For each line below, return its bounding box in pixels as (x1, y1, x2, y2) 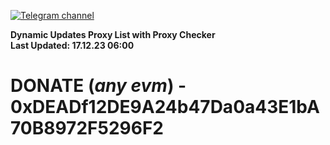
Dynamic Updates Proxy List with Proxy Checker (10, 29, 216, 40)
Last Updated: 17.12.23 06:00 (10, 40, 135, 51)
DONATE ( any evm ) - (10, 75, 187, 97)
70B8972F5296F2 (10, 117, 164, 140)
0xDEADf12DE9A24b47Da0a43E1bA (10, 96, 320, 119)
